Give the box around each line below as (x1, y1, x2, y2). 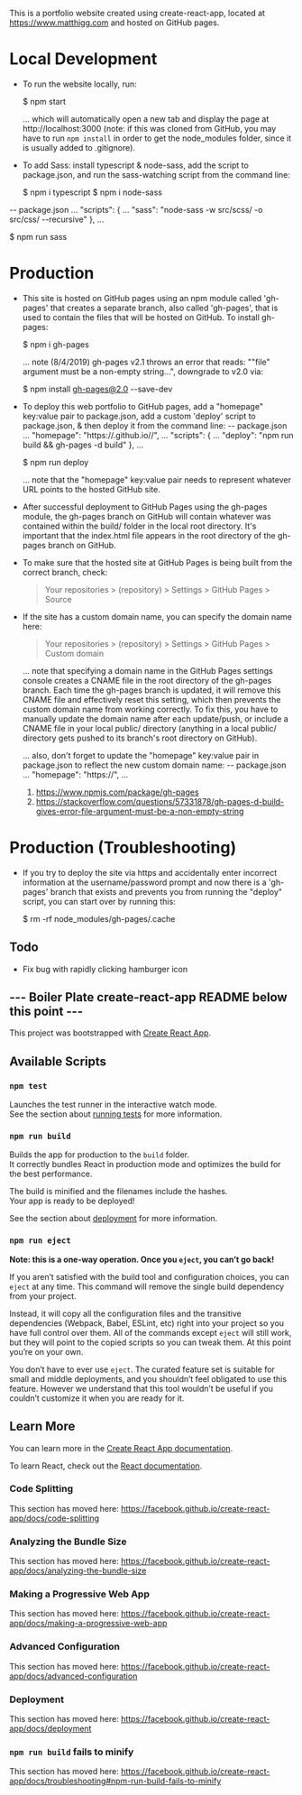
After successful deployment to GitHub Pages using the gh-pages (22, 501, 268, 512)
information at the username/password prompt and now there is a (22, 877, 268, 888)
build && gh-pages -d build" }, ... (22, 439, 144, 450)
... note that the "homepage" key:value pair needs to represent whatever (22, 474, 291, 485)
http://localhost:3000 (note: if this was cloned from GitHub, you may (22, 123, 277, 133)
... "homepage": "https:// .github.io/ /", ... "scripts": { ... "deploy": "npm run (22, 429, 295, 440)
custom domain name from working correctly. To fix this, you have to (22, 704, 279, 714)
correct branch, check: (22, 566, 108, 577)
